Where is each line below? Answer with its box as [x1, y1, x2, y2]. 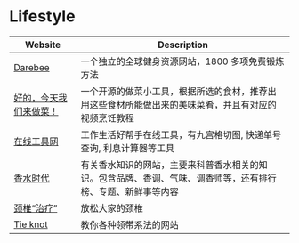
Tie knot [13, 218, 48, 231]
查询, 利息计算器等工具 [80, 142, 175, 154]
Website [25, 38, 61, 51]
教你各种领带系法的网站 [80, 218, 180, 231]
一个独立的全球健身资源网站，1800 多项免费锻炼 [80, 55, 285, 68]
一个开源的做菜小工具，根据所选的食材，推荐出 [80, 85, 278, 97]
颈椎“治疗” [13, 202, 58, 215]
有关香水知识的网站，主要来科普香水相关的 [80, 158, 260, 171]
